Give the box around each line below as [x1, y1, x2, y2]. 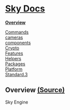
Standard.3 [5, 71, 28, 77]
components [5, 39, 31, 45]
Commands [5, 29, 29, 35]
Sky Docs [5, 3, 45, 14]
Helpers [5, 55, 21, 61]
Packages [5, 61, 26, 67]
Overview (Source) [5, 86, 65, 95]
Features [5, 50, 23, 56]
